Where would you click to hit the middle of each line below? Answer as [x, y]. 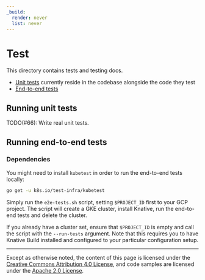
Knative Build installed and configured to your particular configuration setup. [103, 240]
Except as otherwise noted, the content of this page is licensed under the [99, 257]
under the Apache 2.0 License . [45, 270]
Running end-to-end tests [57, 142]
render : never [30, 18]
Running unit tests [42, 108]
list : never [27, 23]
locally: [15, 179]
